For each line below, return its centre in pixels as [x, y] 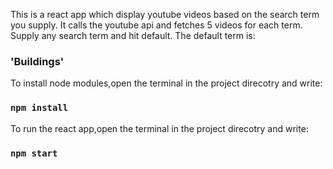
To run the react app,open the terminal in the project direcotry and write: [159, 128]
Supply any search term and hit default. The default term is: [133, 35]
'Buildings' [37, 61]
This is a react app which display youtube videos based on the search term [165, 14]
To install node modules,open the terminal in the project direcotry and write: [166, 83]
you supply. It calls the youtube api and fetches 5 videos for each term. [156, 25]
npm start [34, 153]
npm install [39, 108]
